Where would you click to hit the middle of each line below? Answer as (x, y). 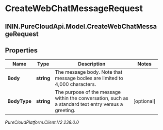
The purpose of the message (88, 92)
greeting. (65, 111)
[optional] (144, 101)
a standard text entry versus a (89, 104)
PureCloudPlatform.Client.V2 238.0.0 (42, 122)
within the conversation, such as (92, 98)
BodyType (19, 101)
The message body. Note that (89, 72)
